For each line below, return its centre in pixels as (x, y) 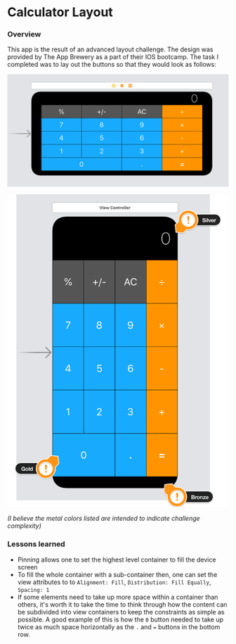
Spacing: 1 (33, 590)
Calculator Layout (60, 12)
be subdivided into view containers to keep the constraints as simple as (121, 612)
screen (27, 567)
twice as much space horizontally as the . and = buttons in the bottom (119, 626)
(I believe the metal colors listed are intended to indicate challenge (104, 519)
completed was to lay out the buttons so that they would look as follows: (112, 65)
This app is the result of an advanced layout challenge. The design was (110, 49)
